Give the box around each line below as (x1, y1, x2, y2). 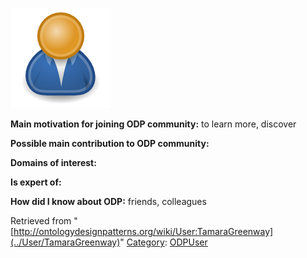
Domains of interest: (10, 157, 97, 168)
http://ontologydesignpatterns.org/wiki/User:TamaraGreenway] (13, 226, 274, 237)
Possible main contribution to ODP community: (10, 138, 210, 149)
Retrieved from (10, 215, 72, 227)
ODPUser (169, 236, 208, 248)
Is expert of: (10, 176, 62, 188)
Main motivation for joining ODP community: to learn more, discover (10, 118, 297, 130)
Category (126, 236, 165, 248)
